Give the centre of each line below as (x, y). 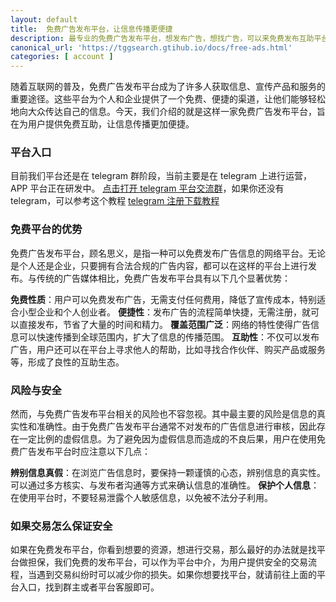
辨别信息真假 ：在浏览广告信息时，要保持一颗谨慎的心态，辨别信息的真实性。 (168, 473)
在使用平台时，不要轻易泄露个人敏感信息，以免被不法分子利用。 (141, 498)
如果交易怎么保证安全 (61, 526)
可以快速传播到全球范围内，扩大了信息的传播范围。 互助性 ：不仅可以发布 (169, 337)
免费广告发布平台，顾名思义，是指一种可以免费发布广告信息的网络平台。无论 (168, 253)
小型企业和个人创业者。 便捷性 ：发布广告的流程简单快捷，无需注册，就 (164, 312)
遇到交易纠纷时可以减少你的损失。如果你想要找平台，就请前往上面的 (176, 575)
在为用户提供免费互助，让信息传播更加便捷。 (102, 124)
